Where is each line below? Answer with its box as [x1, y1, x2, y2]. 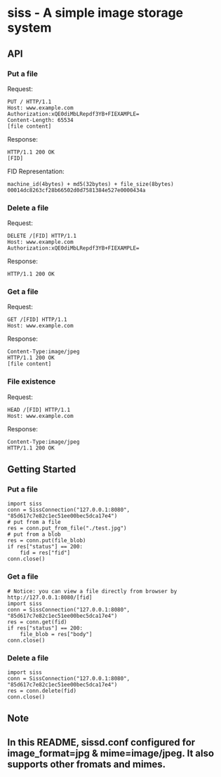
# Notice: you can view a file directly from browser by [7, 588, 178, 595]
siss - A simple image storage [7, 5, 184, 21]
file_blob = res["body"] [20, 630, 93, 637]
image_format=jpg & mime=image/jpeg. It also [7, 747, 215, 759]
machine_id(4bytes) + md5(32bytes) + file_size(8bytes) [7, 180, 174, 187]
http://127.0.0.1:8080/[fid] [7, 594, 93, 601]
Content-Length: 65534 [7, 116, 74, 123]
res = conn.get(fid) [7, 619, 68, 626]
